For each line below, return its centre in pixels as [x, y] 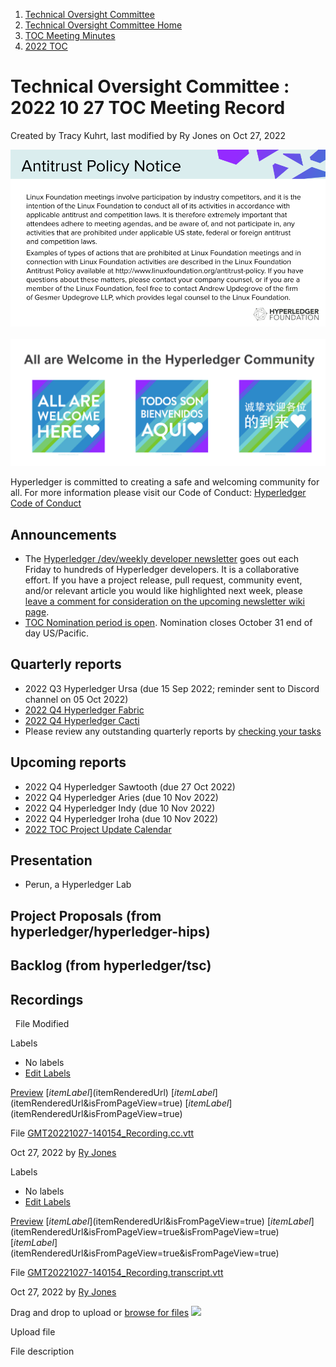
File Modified [42, 1024]
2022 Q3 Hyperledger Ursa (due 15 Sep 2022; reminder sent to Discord [172, 688]
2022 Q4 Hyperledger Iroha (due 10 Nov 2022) [121, 818]
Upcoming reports [68, 762]
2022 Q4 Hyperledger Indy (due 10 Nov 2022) [120, 808]
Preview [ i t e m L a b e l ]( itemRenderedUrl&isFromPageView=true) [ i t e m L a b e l [161, 1221]
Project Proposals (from [86, 915]
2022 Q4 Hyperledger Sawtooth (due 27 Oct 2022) [130, 786]
